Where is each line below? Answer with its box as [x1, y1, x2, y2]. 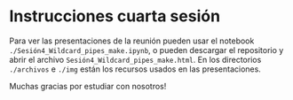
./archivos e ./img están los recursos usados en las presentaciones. [9, 64, 262, 74]
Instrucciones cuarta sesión [9, 6, 220, 27]
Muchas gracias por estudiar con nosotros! [9, 81, 167, 91]
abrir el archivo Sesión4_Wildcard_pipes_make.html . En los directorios [9, 54, 262, 65]
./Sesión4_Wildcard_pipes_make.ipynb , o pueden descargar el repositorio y [9, 44, 284, 55]
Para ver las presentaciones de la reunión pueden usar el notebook [9, 35, 255, 46]
